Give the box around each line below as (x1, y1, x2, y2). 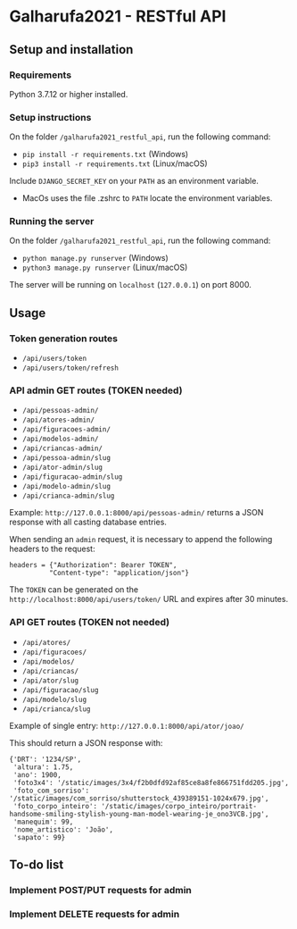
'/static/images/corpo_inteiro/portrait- (101, 801, 257, 810)
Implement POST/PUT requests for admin (9, 884, 192, 897)
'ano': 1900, (12, 770, 62, 779)
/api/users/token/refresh (21, 364, 119, 372)
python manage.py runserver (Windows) (21, 253, 169, 264)
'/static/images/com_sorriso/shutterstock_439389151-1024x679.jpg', (9, 793, 269, 803)
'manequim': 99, (12, 817, 74, 826)
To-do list (9, 858, 64, 873)
